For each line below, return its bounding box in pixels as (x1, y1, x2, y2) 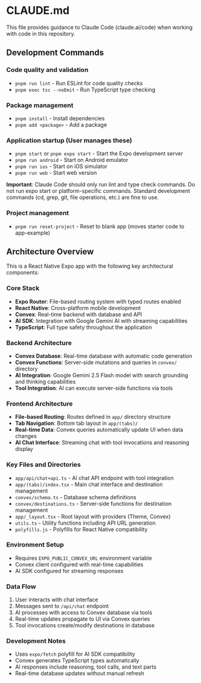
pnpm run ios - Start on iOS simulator (14, 163, 107, 170)
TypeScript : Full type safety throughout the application (14, 323, 152, 331)
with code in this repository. (6, 30, 75, 37)
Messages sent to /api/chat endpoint (14, 603, 109, 610)
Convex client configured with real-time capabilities (14, 560, 144, 568)
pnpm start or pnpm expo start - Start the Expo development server (14, 150, 183, 157)
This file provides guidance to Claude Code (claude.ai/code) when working (6, 24, 193, 31)
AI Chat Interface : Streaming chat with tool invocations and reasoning (14, 439, 190, 446)
